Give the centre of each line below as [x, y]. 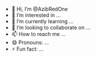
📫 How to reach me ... [38, 34]
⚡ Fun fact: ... [27, 49]
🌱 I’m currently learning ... [42, 21]
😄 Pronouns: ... [30, 42]
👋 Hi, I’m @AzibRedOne [40, 9]
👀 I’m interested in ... [36, 15]
